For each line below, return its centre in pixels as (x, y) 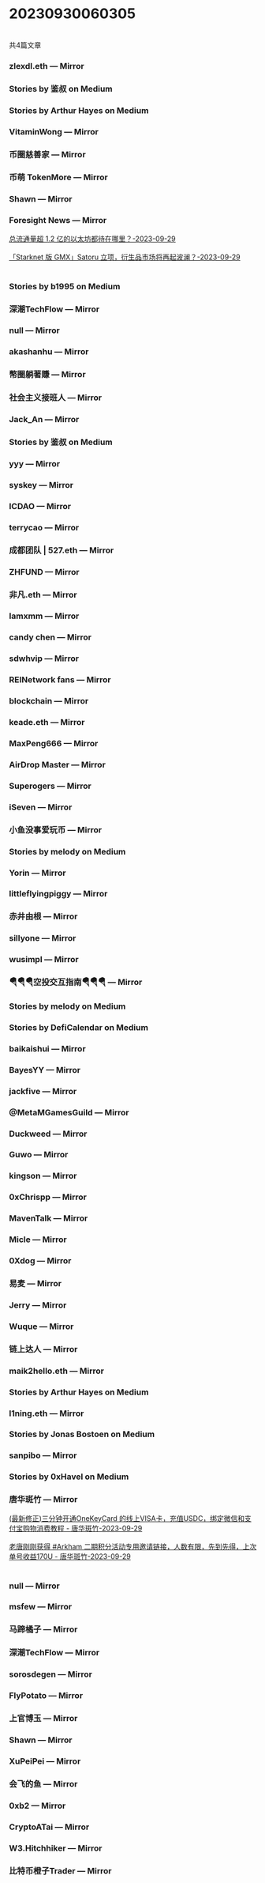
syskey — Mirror (41, 485)
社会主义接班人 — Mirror (56, 398)
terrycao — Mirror (44, 527)
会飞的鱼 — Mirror (43, 1783)
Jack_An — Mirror (44, 420)
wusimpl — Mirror (44, 960)
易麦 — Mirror (35, 1284)
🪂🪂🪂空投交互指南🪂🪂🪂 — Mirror (76, 983)
